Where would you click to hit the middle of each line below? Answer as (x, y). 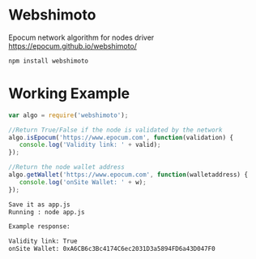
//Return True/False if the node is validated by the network (115, 130)
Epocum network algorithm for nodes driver (81, 37)
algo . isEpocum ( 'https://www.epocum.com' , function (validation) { (121, 137)
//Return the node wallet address (67, 167)
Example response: (39, 227)
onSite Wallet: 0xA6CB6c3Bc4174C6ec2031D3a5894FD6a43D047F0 (112, 249)
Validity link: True (43, 241)
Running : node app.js (47, 212)
